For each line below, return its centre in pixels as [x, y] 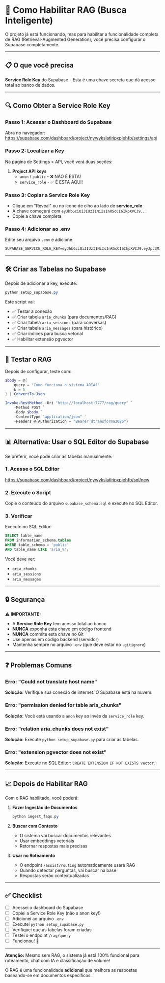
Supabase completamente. [32, 44]
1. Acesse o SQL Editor [32, 469]
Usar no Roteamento [34, 855]
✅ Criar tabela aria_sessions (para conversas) [59, 323]
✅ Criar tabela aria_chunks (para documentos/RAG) [64, 317]
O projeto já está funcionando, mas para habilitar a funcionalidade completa [82, 34]
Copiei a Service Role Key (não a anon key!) [56, 913]
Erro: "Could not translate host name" [51, 682]
